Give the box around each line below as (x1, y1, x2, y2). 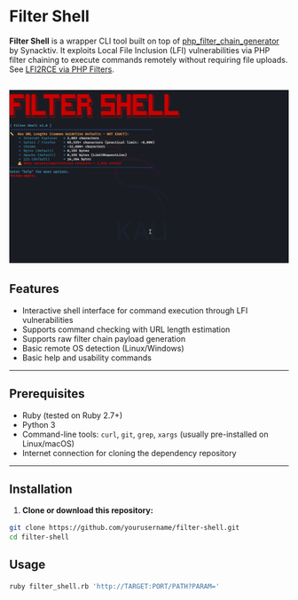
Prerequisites (9, 386, 85, 401)
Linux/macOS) (21, 438, 75, 449)
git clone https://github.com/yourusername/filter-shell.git (9, 524, 240, 533)
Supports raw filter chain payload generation (21, 333, 186, 343)
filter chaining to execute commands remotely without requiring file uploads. (9, 54, 288, 65)
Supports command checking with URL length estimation (21, 324, 231, 335)
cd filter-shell (9, 533, 69, 542)
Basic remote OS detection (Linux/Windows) (21, 343, 184, 353)
